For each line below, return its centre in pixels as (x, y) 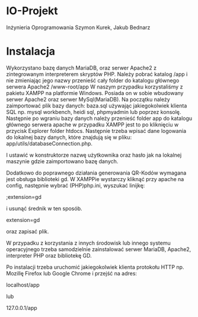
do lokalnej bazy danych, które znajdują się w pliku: (69, 137)
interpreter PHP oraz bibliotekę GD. (49, 255)
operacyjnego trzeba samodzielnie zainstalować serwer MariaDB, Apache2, (99, 249)
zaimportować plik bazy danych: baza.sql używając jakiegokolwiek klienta (97, 106)
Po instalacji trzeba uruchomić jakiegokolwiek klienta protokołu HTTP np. (95, 267)
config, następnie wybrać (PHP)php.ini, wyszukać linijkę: (76, 185)
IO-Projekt (32, 11)
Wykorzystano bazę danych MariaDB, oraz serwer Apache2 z (82, 68)
